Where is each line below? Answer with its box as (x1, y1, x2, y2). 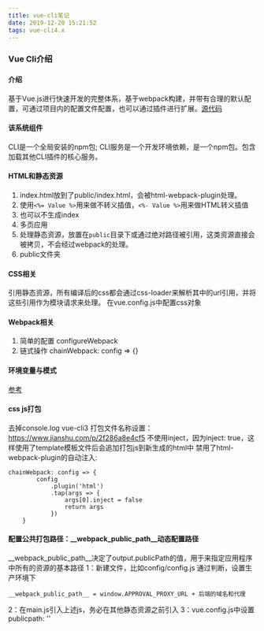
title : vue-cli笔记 (8, 11, 70, 20)
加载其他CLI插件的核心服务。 (8, 151, 102, 161)
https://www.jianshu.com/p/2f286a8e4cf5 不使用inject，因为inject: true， (8, 432, 248, 442)
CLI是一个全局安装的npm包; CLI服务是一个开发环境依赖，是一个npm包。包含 (8, 142, 256, 151)
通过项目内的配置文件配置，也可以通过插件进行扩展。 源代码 (28, 103, 222, 113)
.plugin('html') (50, 482, 104, 490)
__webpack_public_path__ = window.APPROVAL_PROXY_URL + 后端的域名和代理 (8, 590, 246, 598)
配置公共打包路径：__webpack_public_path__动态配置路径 (8, 534, 199, 544)
